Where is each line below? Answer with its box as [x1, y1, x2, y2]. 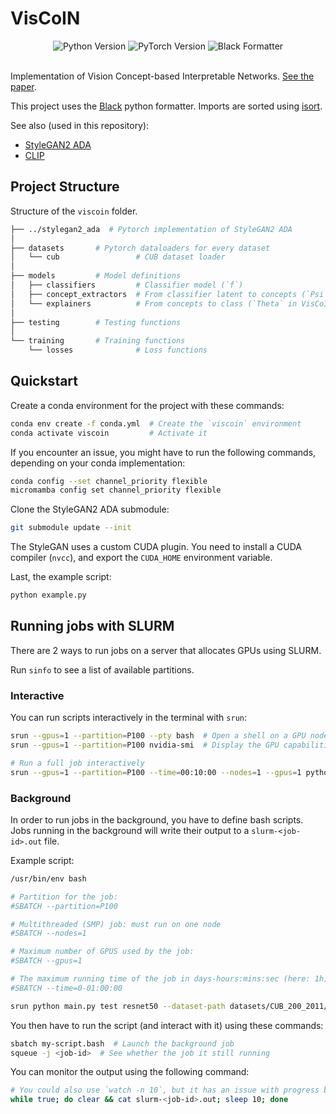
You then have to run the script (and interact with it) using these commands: [10, 1019, 324, 1031]
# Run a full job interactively [10, 758, 145, 768]
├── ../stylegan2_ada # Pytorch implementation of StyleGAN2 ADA [10, 224, 293, 234]
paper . [10, 80, 37, 92]
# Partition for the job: [10, 892, 118, 902]
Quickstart [10, 373, 79, 390]
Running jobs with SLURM [10, 618, 175, 635]
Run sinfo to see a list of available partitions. [10, 663, 195, 676]
